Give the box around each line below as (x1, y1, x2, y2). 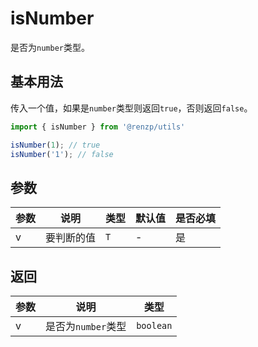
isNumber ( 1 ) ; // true (10, 140, 101, 150)
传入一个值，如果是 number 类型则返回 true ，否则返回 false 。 (10, 102, 253, 114)
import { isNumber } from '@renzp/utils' (10, 122, 186, 132)
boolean (136, 320, 173, 331)
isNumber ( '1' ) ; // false (10, 149, 114, 159)
